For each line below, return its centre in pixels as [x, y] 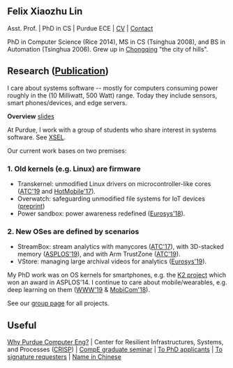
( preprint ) [31, 206]
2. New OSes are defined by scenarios [73, 231]
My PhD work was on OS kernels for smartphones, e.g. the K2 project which [117, 275]
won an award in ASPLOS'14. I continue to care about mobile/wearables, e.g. [117, 282]
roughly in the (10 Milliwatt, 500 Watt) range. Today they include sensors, [112, 95]
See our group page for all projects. [58, 303]
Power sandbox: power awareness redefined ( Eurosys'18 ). [101, 213]
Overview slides [31, 116]
